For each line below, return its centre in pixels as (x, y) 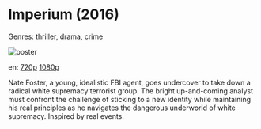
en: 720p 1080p (34, 67)
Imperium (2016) (64, 15)
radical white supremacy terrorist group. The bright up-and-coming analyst (130, 91)
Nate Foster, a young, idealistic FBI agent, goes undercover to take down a (129, 82)
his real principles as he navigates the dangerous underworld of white (122, 108)
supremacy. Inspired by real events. (66, 116)
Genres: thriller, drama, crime (56, 36)
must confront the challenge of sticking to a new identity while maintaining (130, 99)
